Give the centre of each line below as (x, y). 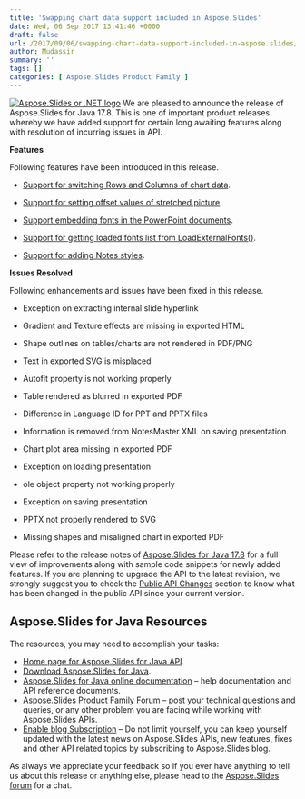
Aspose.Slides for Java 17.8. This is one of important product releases (140, 112)
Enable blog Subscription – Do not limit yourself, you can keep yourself (155, 729)
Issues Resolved (41, 273)
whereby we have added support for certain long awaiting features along (146, 122)
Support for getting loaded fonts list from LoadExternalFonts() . (139, 237)
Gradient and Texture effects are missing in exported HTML (133, 325)
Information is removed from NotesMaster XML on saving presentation (154, 431)
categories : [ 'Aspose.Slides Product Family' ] (99, 77)
